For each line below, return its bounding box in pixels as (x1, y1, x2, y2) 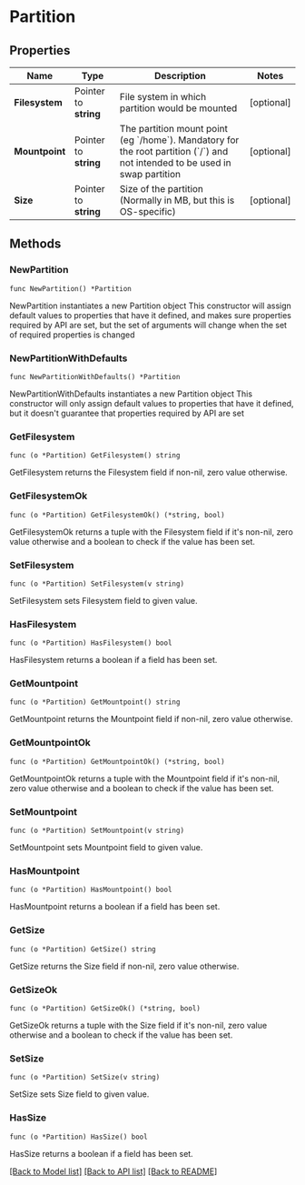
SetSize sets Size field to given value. (9, 1089, 150, 1100)
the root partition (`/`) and (119, 146, 229, 157)
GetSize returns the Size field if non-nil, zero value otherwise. (9, 960, 240, 971)
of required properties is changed (9, 329, 135, 340)
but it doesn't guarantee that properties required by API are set (9, 407, 245, 418)
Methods (9, 236, 62, 252)
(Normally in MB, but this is (119, 194, 235, 206)
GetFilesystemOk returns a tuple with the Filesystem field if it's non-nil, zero (9, 526, 293, 537)
